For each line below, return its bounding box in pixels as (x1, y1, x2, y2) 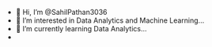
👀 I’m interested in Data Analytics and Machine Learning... (15, 16, 205, 25)
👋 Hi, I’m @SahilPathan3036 (15, 8, 108, 16)
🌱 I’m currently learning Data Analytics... (15, 24, 148, 33)
